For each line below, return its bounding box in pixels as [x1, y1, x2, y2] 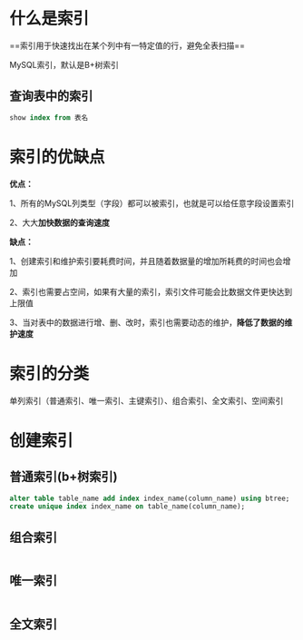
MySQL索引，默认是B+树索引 [9, 59, 120, 70]
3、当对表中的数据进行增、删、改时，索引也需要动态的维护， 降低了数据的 [9, 317, 285, 328]
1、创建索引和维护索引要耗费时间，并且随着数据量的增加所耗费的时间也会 [9, 255, 283, 266]
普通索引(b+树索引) [9, 469, 118, 485]
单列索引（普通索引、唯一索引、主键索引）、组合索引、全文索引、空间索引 [9, 395, 284, 406]
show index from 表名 [9, 113, 89, 123]
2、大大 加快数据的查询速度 [9, 217, 111, 228]
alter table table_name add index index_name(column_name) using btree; [9, 494, 290, 503]
